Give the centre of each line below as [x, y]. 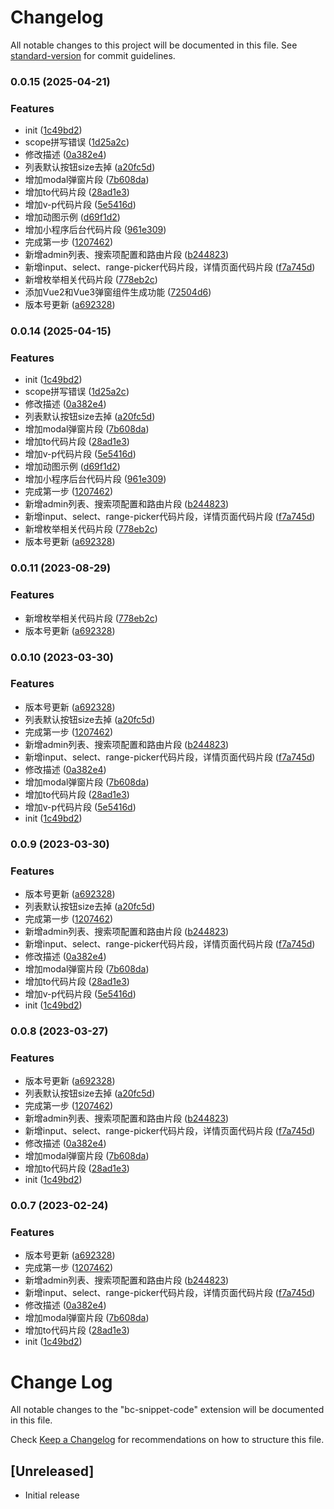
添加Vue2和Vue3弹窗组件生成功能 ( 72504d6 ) [118, 292]
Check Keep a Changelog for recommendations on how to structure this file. [167, 1440]
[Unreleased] [52, 1471]
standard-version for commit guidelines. [93, 55]
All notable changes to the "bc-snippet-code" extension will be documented [167, 1410]
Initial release [52, 1495]
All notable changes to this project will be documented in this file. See [154, 45]
